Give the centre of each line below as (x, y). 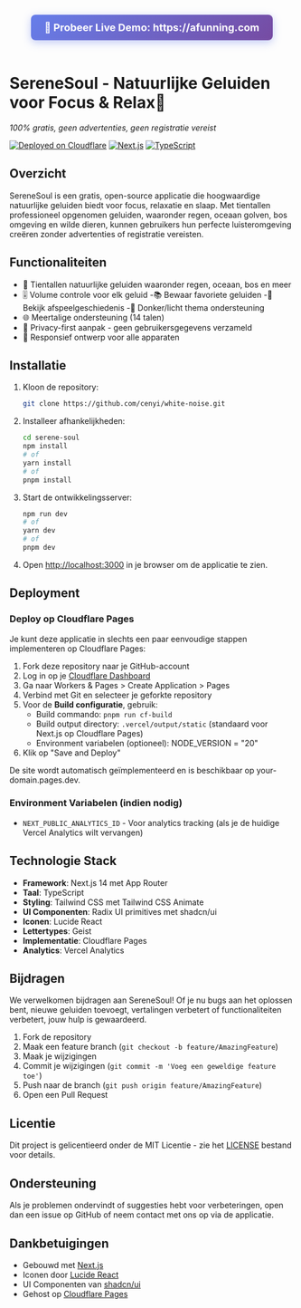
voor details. (33, 1155)
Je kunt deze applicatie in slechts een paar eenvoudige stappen (128, 639)
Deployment (45, 593)
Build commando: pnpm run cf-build (104, 714)
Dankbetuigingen (59, 1243)
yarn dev (39, 531)
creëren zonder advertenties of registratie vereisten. (107, 234)
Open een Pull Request (65, 1095)
